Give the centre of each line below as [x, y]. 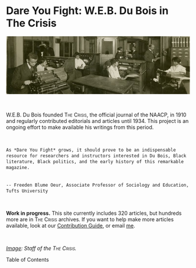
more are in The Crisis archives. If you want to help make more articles [90, 219]
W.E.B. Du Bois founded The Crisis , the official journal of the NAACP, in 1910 [96, 115]
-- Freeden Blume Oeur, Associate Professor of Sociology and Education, [98, 185]
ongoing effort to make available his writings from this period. [80, 127]
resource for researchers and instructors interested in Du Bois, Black [96, 156]
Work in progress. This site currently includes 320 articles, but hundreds [94, 213]
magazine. [18, 167]
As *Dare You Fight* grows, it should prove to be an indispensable [91, 150]
